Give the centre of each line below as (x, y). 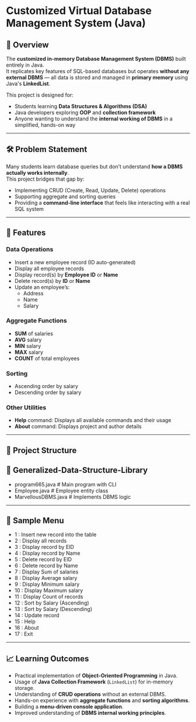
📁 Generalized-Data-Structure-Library (77, 470)
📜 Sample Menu (35, 521)
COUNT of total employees (47, 358)
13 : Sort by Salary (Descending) (53, 609)
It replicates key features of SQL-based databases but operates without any (98, 71)
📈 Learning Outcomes (48, 659)
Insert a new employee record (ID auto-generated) (75, 262)
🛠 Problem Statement (47, 149)
